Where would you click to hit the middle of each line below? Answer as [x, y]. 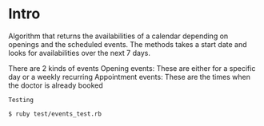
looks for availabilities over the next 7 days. [79, 53]
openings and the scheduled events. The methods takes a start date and [128, 44]
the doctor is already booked [56, 85]
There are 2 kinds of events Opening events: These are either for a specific [132, 68]
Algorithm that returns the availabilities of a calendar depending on [118, 36]
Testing [21, 100]
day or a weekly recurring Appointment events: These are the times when [129, 77]
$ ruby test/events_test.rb [55, 114]
